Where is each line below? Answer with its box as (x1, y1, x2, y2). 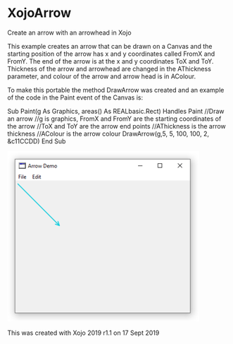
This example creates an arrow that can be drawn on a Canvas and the (7, 42, 213, 50)
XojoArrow (7, 5, 72, 21)
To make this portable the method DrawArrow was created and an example (7, 85, 225, 94)
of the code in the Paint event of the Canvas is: (7, 93, 143, 102)
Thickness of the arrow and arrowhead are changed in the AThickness (7, 64, 211, 73)
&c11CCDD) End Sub (7, 136, 66, 146)
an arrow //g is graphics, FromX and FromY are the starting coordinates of (7, 114, 222, 123)
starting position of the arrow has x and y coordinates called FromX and (7, 49, 215, 58)
